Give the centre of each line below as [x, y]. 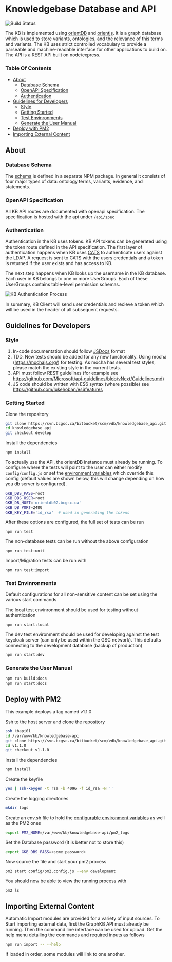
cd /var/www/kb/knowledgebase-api [42, 736]
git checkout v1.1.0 [27, 750]
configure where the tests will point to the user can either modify [74, 467]
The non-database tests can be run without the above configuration [77, 541]
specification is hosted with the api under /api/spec [60, 217]
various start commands [31, 600]
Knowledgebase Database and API [81, 9]
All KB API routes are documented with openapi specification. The [75, 212]
